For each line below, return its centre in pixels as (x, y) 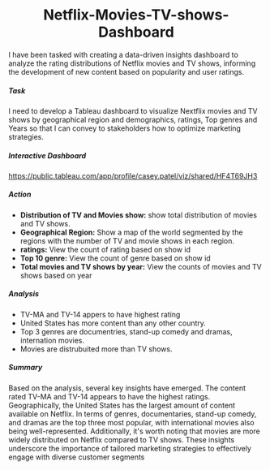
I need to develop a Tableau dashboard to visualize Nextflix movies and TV (133, 110)
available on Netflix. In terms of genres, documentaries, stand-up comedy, (133, 414)
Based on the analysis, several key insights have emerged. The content (127, 388)
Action (20, 194)
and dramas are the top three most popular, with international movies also (131, 422)
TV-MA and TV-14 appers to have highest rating (100, 314)
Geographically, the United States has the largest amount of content (122, 405)
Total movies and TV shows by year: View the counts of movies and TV (141, 266)
